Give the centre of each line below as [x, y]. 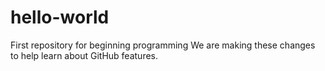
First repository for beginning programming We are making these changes [163, 45]
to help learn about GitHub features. [84, 55]
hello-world [60, 17]
